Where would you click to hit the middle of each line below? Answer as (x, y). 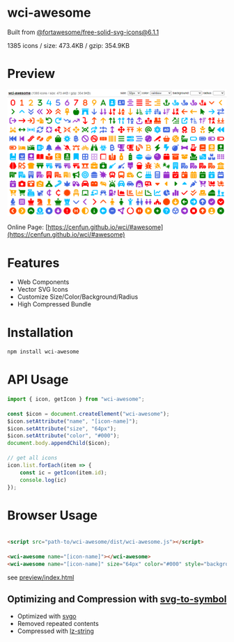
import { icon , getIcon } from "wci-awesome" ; (76, 399)
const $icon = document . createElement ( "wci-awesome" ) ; (88, 414)
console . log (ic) (44, 480)
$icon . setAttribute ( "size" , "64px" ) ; (62, 429)
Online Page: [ (28, 227)
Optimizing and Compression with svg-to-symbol (117, 599)
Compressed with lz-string (55, 631)
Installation (40, 332)
